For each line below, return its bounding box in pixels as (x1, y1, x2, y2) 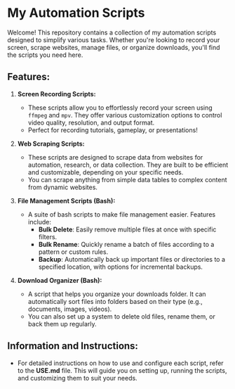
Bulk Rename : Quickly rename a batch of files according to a (38, 240, 215, 248)
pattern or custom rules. (38, 248, 109, 256)
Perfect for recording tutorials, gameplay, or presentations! (27, 125, 198, 134)
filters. (38, 232, 58, 241)
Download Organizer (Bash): (17, 276, 102, 284)
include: (27, 217, 51, 226)
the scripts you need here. (7, 51, 83, 59)
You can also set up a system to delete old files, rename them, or (27, 312, 215, 321)
